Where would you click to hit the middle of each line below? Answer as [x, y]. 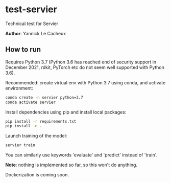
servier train [20, 145]
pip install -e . [24, 126]
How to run [23, 50]
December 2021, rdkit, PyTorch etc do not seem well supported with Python [85, 67]
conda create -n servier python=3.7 [44, 97]
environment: [19, 88]
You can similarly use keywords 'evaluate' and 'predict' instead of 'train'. [81, 155]
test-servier [31, 9]
